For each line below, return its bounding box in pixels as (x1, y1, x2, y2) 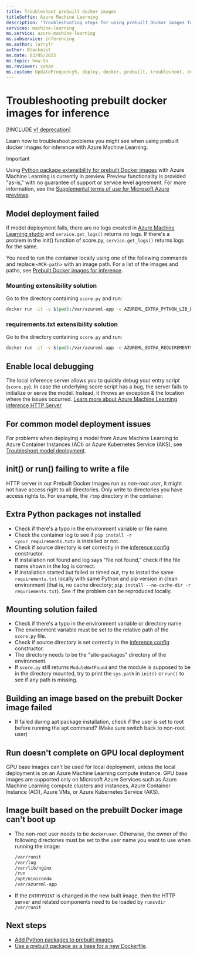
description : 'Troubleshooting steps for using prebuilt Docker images (6, 19, 185, 25)
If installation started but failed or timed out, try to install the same (14, 568, 174, 575)
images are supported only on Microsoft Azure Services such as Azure (6, 776, 177, 783)
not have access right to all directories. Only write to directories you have (6, 486, 183, 493)
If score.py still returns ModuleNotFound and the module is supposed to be (14, 664, 191, 671)
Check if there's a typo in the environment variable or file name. (14, 525, 169, 532)
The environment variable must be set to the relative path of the (14, 626, 169, 633)
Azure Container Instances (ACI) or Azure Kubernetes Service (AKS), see (6, 441, 183, 448)
